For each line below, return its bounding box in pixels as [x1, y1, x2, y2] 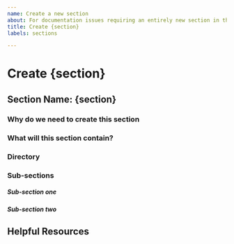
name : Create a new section [7, 10, 89, 17]
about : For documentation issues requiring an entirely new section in [7, 17, 219, 24]
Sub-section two [7, 205, 57, 213]
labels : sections [7, 29, 58, 37]
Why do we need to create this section [7, 114, 140, 124]
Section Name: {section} [7, 93, 117, 105]
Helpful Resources [7, 225, 89, 237]
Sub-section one [7, 188, 57, 196]
